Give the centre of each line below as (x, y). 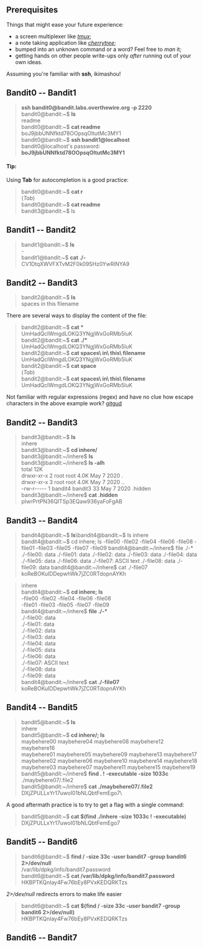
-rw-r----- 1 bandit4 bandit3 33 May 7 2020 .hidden (86, 489)
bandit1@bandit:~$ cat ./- (53, 258)
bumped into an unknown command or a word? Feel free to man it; (98, 49)
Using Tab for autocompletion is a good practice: (68, 180)
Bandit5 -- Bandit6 (42, 842)
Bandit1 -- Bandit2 (41, 230)
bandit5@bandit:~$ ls (48, 722)
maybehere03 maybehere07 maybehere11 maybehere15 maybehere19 (108, 767)
